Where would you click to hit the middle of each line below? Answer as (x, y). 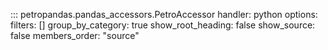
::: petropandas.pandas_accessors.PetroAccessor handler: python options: (164, 14)
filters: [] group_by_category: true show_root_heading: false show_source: (163, 25)
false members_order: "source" (75, 35)
